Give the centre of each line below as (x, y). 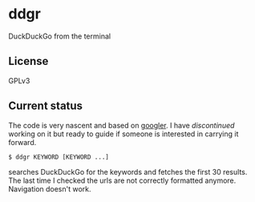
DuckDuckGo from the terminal (59, 36)
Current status (45, 106)
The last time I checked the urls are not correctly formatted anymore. (122, 180)
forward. (22, 142)
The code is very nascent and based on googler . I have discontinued (121, 125)
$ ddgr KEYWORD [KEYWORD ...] (59, 157)
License (28, 61)
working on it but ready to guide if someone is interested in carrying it (123, 134)
